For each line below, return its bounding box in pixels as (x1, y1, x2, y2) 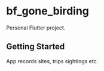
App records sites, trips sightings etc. (6, 57, 99, 64)
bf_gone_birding (6, 4, 90, 18)
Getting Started (6, 42, 65, 52)
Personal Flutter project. (6, 24, 66, 31)
